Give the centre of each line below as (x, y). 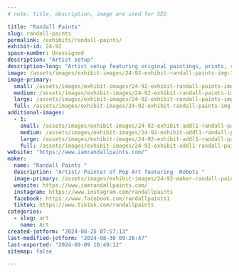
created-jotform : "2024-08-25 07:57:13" (68, 232)
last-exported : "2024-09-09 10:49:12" (65, 245)
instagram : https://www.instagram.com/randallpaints (94, 192)
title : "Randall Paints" (44, 27)
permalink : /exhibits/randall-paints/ (65, 40)
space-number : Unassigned (46, 53)
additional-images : (36, 113)
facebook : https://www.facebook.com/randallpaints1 (92, 198)
